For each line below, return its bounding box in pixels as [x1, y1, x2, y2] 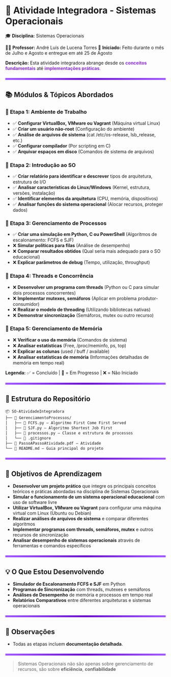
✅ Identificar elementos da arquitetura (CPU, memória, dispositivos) [12, 195, 158, 201]
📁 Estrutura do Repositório [5, 395, 91, 403]
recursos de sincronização [12, 532, 69, 538]
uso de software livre [12, 499, 58, 505]
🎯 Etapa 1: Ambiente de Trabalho [5, 108, 88, 115]
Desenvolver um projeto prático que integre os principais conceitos [12, 483, 156, 489]
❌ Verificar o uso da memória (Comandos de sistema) [12, 336, 127, 343]
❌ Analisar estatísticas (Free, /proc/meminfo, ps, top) [12, 342, 126, 349]
